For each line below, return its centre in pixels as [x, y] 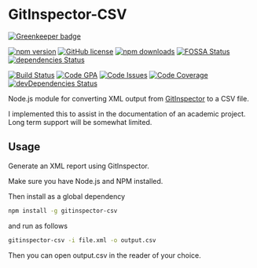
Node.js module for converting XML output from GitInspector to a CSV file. [128, 98]
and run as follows [38, 226]
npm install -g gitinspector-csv [63, 211]
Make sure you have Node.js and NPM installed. [86, 181]
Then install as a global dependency [67, 196]
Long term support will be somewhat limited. [80, 122]
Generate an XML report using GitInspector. [79, 166]
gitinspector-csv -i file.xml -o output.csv [82, 240]
